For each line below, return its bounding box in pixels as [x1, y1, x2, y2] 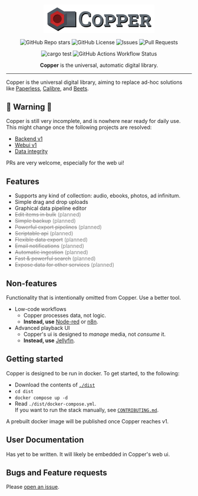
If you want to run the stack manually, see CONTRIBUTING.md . [14, 406, 159, 413]
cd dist [14, 388, 34, 394]
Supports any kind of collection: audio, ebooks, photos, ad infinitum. [14, 192, 181, 199]
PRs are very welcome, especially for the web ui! [6, 159, 124, 167]
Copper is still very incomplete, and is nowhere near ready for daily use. [6, 118, 181, 125]
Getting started [6, 354, 64, 364]
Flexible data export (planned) [14, 236, 88, 244]
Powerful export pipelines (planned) [14, 223, 102, 231]
